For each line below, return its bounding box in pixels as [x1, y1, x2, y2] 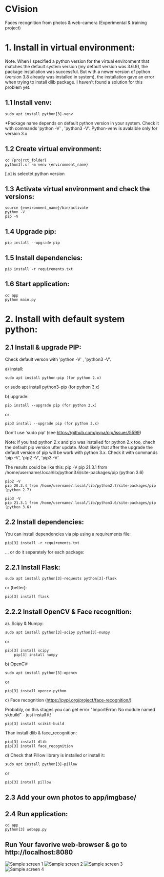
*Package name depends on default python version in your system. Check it [5, 120, 159, 126]
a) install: [5, 366, 23, 372]
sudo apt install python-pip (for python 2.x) [5, 375, 102, 380]
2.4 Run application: [5, 810, 68, 818]
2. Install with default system [5, 313, 125, 325]
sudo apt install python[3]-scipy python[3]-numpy [5, 630, 110, 635]
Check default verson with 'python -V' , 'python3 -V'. [5, 356, 111, 362]
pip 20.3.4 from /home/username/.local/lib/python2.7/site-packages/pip [5, 483, 156, 488]
